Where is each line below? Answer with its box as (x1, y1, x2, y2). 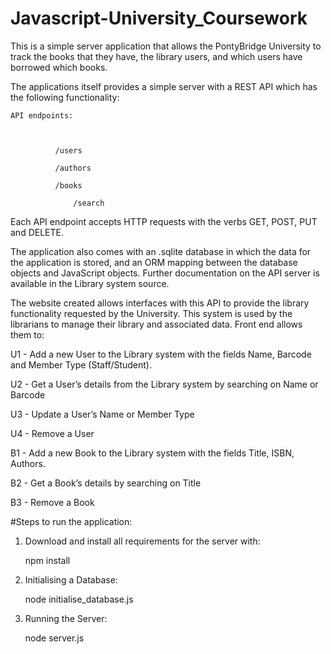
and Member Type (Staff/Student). (10, 358, 152, 371)
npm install (24, 554, 71, 566)
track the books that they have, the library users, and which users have (10, 50, 303, 62)
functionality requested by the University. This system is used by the (10, 307, 293, 319)
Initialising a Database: (24, 573, 118, 586)
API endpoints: (10, 110, 74, 121)
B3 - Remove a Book (10, 496, 95, 508)
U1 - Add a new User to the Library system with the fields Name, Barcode (10, 348, 312, 360)
